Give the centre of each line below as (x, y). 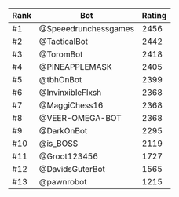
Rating (154, 15)
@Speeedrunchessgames (87, 29)
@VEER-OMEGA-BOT (80, 118)
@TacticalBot (64, 41)
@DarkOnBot (63, 131)
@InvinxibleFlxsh (70, 92)
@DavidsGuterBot (72, 169)
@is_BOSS (58, 143)
